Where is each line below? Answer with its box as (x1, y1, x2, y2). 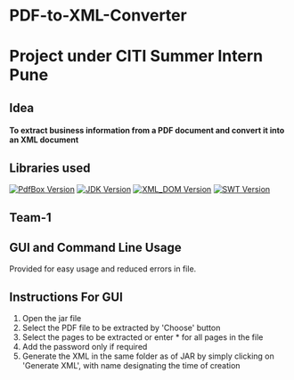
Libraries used (9, 160, 91, 175)
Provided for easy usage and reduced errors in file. (9, 263, 197, 274)
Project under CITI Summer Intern (9, 46, 264, 67)
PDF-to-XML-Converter (9, 5, 187, 26)
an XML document (9, 134, 79, 145)
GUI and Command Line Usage (9, 239, 182, 255)
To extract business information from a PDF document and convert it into (9, 125, 285, 136)
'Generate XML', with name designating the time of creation (21, 360, 241, 371)
